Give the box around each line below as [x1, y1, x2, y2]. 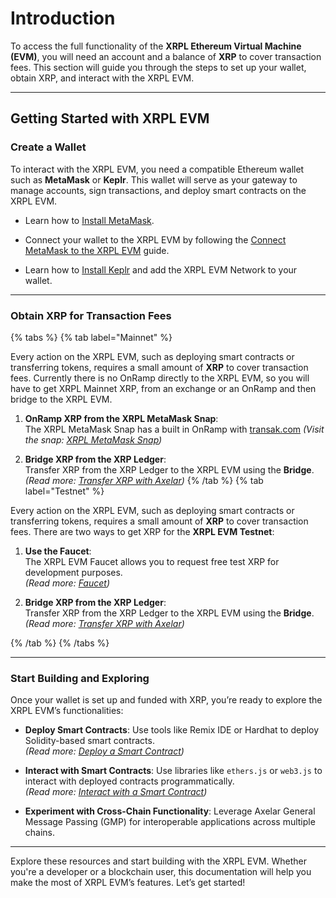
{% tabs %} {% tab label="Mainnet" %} [10, 331, 173, 343]
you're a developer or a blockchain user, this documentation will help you [10, 866, 312, 878]
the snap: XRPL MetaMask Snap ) [24, 433, 163, 446]
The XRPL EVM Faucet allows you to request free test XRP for [24, 555, 280, 567]
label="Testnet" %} [24, 485, 105, 497]
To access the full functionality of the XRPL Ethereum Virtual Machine [10, 40, 302, 52]
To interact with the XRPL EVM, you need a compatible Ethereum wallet [10, 163, 305, 175]
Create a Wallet [10, 140, 87, 154]
